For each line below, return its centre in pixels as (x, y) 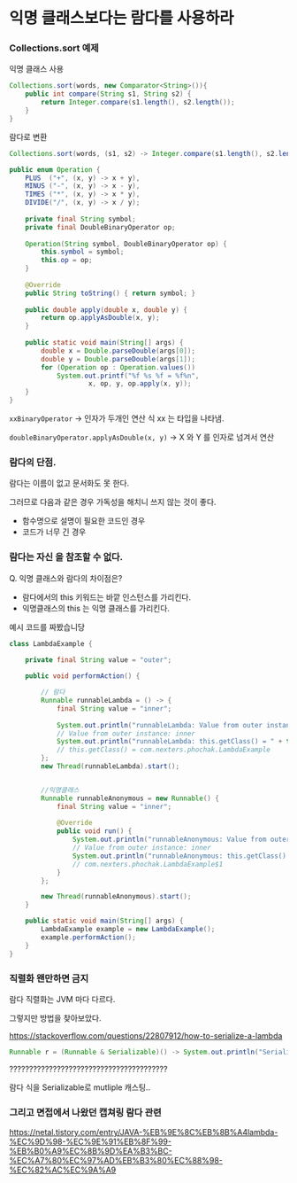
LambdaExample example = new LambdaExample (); (128, 930)
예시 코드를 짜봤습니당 (47, 627)
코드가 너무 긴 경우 (54, 532)
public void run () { (94, 831)
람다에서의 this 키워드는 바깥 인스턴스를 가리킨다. (107, 597)
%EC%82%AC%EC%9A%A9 (63, 1170)
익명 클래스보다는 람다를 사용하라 (122, 18)
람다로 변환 (28, 136)
